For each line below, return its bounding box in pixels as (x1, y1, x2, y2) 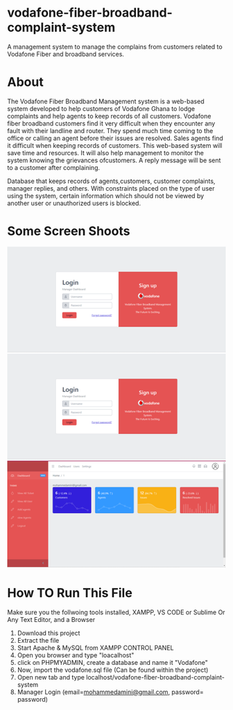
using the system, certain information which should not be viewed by (7, 191, 205, 200)
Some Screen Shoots (7, 223, 130, 239)
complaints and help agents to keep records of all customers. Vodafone (7, 112, 212, 120)
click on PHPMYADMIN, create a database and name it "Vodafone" (17, 659, 208, 667)
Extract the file (17, 637, 60, 645)
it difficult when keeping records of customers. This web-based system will (7, 141, 223, 150)
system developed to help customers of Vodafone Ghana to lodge (7, 104, 196, 112)
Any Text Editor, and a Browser (7, 616, 96, 624)
